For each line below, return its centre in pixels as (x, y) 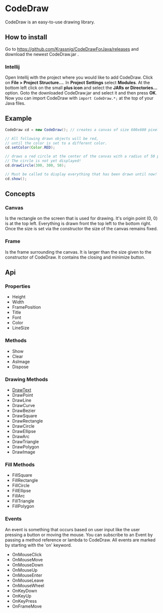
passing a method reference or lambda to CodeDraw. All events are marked (80, 540)
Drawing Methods (27, 379)
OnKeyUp (22, 596)
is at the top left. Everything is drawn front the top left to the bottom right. (78, 223)
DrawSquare (24, 416)
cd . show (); (16, 179)
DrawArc (21, 437)
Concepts (20, 194)
